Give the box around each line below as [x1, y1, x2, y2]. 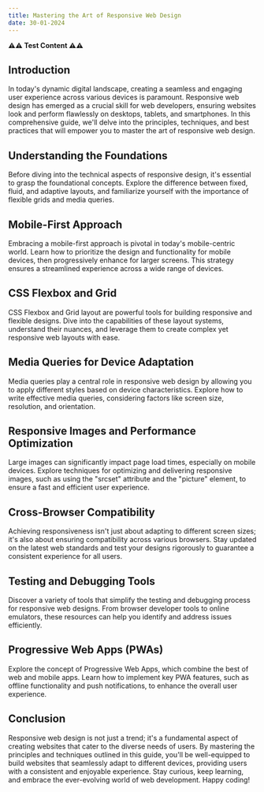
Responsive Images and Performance [8, 424, 197, 437]
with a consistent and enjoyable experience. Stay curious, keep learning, [8, 766, 244, 776]
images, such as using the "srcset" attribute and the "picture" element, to [8, 474, 247, 484]
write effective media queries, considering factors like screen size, [8, 393, 225, 403]
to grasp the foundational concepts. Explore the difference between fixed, [8, 178, 248, 188]
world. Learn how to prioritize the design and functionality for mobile [8, 247, 231, 256]
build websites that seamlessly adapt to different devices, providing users [8, 758, 247, 768]
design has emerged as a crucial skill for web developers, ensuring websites [8, 101, 256, 110]
